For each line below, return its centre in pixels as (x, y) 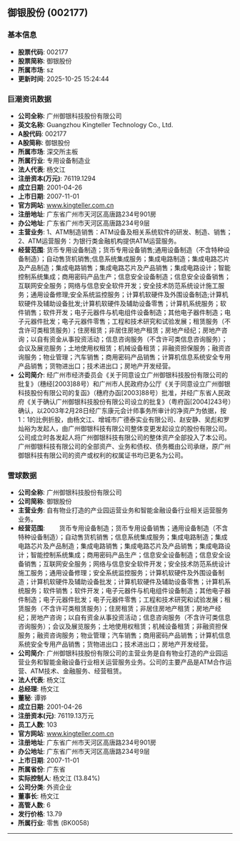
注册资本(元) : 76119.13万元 (56, 716)
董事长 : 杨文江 (38, 796)
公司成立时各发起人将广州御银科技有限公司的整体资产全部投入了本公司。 (124, 437)
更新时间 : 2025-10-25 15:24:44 (63, 79)
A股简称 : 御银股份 (44, 142)
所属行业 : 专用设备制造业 (54, 160)
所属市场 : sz (35, 69)
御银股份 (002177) (48, 13)
